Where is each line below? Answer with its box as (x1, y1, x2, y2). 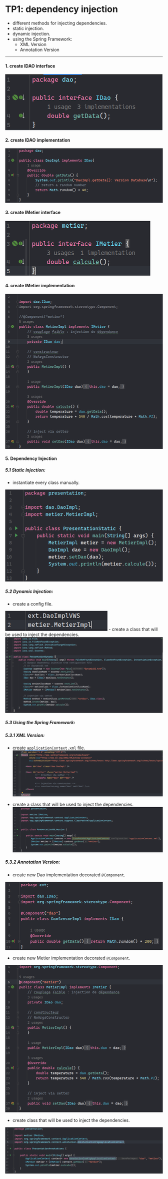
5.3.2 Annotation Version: (5, 859, 60, 865)
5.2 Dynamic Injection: (5, 588, 53, 594)
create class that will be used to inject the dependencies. (12, 1117, 130, 1123)
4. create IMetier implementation (5, 282, 75, 288)
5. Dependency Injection (5, 455, 57, 461)
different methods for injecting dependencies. (12, 20, 107, 26)
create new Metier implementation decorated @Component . (12, 955, 130, 961)
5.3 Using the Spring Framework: (5, 720, 75, 726)
